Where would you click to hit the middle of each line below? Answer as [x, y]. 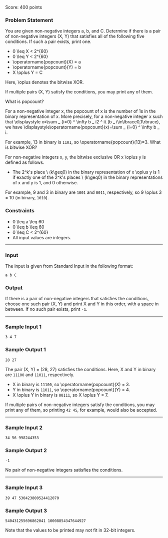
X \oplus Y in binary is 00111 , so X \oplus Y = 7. [60, 395]
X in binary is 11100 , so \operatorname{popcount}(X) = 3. [71, 384]
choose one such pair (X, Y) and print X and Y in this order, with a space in [82, 304]
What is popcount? [24, 101]
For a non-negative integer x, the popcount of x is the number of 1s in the [80, 111]
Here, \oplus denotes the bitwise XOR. [44, 82]
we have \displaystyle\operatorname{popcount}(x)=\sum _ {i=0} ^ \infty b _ [82, 127]
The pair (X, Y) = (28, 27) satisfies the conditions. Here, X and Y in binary [80, 369]
